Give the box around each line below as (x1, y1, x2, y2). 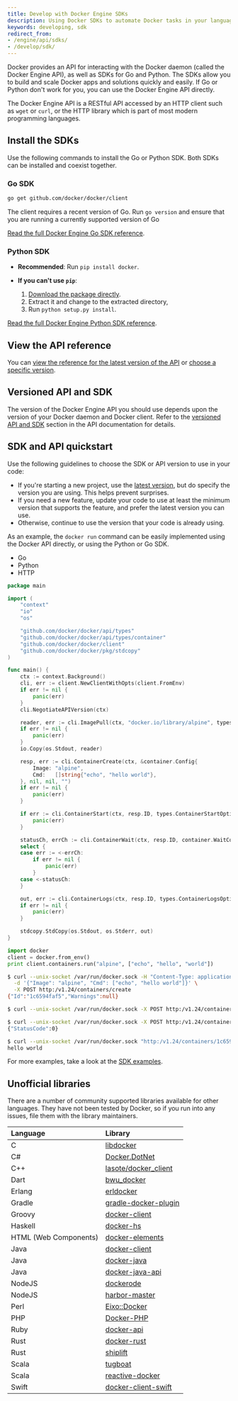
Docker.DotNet (105, 1152, 155, 1162)
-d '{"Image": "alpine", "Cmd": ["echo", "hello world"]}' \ (13, 979, 198, 987)
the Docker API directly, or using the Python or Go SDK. (7, 539, 169, 548)
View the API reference (7, 339, 112, 351)
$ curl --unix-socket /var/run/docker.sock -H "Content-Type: (7, 973, 195, 980)
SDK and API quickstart (7, 441, 113, 453)
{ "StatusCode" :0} (7, 1025, 59, 1032)
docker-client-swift (105, 1383, 172, 1392)
